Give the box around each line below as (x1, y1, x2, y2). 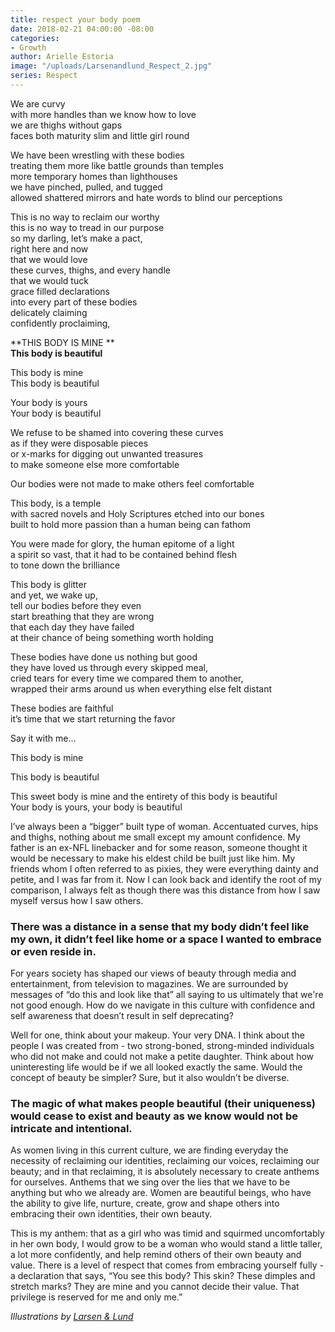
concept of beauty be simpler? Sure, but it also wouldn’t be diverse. (10, 1072, 290, 1084)
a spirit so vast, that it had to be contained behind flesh (10, 548, 238, 560)
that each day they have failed (10, 621, 135, 633)
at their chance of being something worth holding (10, 631, 214, 643)
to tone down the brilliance (10, 559, 121, 571)
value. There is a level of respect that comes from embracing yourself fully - (10, 1259, 324, 1271)
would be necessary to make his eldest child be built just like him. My (10, 852, 296, 864)
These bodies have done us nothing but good (10, 651, 198, 663)
